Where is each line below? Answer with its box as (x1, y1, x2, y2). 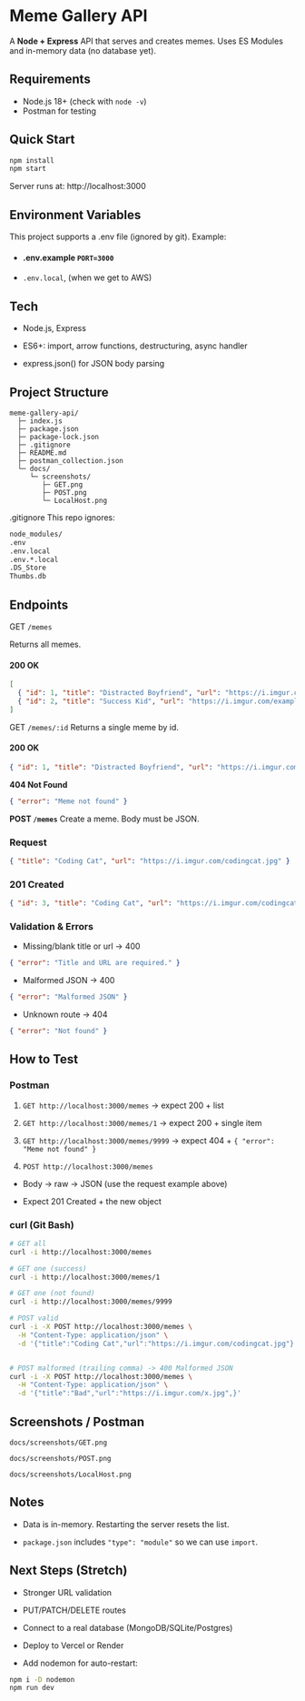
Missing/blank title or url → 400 (22, 941, 141, 951)
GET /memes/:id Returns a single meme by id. (9, 721, 180, 732)
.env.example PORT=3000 (22, 252, 114, 263)
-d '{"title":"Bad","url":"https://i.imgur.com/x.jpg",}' (17, 1389, 242, 1398)
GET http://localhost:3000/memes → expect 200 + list (22, 1100, 224, 1111)
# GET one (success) (9, 1263, 88, 1273)
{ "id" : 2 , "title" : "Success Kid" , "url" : (17, 697, 185, 706)
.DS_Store (9, 563, 47, 573)
